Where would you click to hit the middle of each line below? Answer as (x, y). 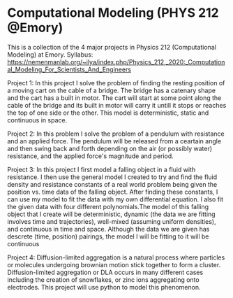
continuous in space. (37, 120)
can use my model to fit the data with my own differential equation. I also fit (115, 199)
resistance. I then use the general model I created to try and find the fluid (112, 177)
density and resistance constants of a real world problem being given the (112, 184)
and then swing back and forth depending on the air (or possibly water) (110, 148)
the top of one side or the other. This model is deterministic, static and (108, 113)
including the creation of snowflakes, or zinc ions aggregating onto (104, 279)
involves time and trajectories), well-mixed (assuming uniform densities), (112, 221)
